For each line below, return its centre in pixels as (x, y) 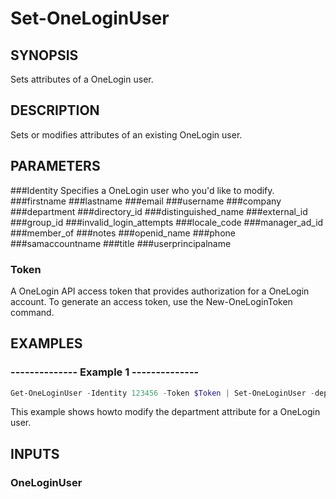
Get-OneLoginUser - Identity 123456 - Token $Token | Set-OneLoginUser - (162, 393)
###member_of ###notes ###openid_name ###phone (123, 233)
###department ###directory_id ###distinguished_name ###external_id (159, 211)
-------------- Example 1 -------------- (105, 372)
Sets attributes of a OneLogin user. (82, 79)
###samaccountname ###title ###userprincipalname (121, 243)
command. (32, 312)
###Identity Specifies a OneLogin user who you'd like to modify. (142, 190)
